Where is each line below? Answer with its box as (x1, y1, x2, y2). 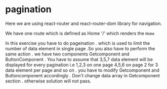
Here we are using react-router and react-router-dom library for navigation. (5, 20, 162, 26)
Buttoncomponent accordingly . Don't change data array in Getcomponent (5, 72, 160, 78)
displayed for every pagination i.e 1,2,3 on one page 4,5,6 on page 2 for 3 (5, 62, 158, 68)
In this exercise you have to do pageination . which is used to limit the (5, 40, 150, 46)
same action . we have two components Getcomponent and (5, 51, 130, 57)
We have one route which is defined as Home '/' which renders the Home (5, 30, 155, 36)
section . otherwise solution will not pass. (5, 78, 92, 84)
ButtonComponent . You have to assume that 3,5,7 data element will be (5, 56, 153, 62)
